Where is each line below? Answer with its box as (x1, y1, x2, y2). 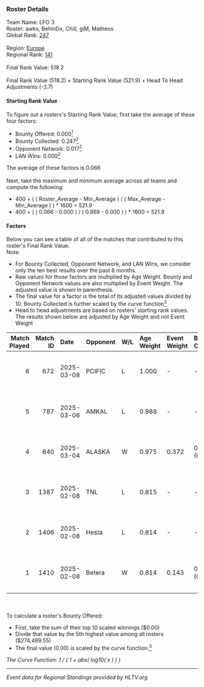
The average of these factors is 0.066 (6, 164, 101, 171)
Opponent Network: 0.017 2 (15, 143, 83, 152)
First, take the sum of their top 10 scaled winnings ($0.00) (15, 624, 160, 631)
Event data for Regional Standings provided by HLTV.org (6, 674, 148, 681)
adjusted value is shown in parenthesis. (15, 286, 114, 294)
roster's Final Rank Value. (6, 242, 70, 249)
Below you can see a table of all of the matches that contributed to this (6, 236, 183, 243)
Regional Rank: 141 (6, 51, 53, 58)
